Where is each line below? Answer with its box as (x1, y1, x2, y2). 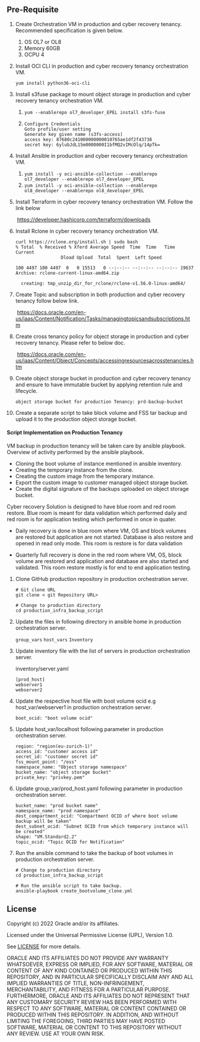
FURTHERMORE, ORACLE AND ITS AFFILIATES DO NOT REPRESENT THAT (7, 992, 191, 999)
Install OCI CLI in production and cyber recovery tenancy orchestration (15, 62, 189, 69)
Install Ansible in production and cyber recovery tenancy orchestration (15, 152, 188, 159)
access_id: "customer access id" (15, 749, 99, 755)
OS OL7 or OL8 (24, 38, 62, 45)
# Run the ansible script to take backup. (15, 883, 122, 889)
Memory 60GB (24, 45, 61, 52)
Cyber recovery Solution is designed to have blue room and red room (7, 503, 176, 510)
